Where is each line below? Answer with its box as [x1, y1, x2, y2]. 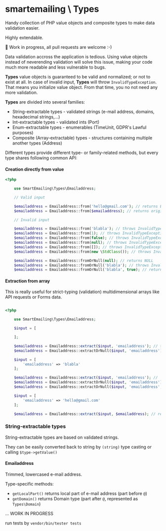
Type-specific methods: [5, 481, 54, 487]
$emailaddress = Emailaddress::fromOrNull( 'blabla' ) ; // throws [14, 263, 149, 267]
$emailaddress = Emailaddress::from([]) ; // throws [14, 244, 123, 250]
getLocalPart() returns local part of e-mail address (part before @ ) [12, 490, 147, 496]
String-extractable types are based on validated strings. [5, 434, 119, 440]
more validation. [5, 89, 38, 95]
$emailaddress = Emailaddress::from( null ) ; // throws [14, 240, 127, 245]
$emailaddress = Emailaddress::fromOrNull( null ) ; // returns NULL [14, 258, 154, 263]
